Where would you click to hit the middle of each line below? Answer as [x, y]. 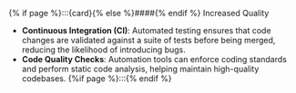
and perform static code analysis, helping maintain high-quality [140, 69]
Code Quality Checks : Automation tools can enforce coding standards [154, 59]
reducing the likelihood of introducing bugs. [103, 50]
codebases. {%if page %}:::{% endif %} [97, 79]
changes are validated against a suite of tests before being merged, [148, 40]
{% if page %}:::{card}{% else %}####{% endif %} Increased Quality [139, 13]
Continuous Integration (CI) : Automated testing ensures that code [146, 30]
